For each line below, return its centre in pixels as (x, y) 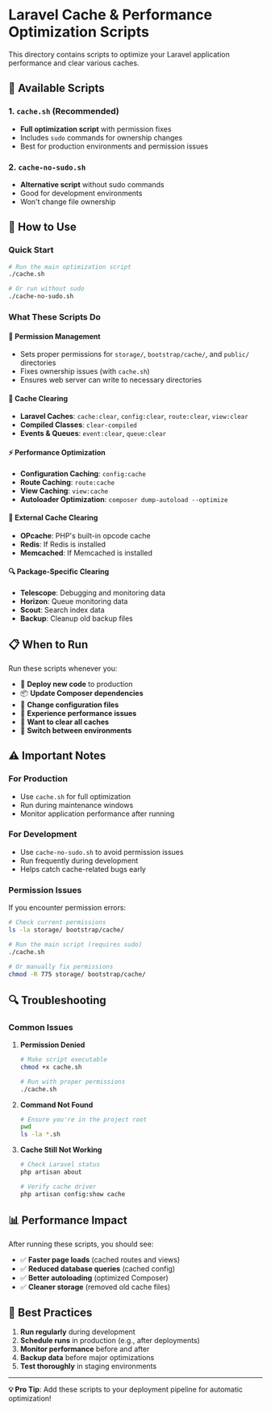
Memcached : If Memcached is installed (86, 553)
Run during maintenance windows (77, 805)
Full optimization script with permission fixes (96, 129)
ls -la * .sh (40, 1135)
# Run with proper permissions (73, 1082)
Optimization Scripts (79, 32)
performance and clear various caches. (74, 63)
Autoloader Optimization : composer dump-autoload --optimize (124, 499)
